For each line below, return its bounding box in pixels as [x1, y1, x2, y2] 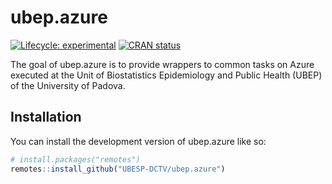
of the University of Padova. [10, 79, 126, 91]
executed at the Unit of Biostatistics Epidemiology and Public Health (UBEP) [10, 69, 323, 81]
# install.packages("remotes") [10, 154, 141, 165]
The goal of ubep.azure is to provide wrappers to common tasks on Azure [10, 58, 315, 70]
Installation [10, 109, 82, 126]
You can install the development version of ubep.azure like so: [10, 135, 267, 147]
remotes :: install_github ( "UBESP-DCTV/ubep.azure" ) [10, 164, 226, 174]
